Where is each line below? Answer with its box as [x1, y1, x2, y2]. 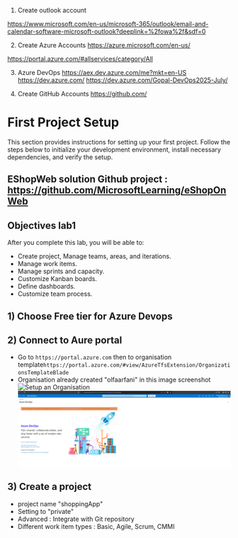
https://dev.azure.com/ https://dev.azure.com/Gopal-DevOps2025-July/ [17, 76, 228, 84]
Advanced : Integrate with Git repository [17, 515, 135, 523]
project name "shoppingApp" [17, 499, 103, 508]
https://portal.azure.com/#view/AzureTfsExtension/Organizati [43, 362, 231, 369]
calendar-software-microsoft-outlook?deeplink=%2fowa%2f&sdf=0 [7, 28, 206, 35]
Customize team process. [17, 290, 93, 298]
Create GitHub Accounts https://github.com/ [17, 90, 147, 98]
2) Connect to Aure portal [7, 334, 123, 346]
